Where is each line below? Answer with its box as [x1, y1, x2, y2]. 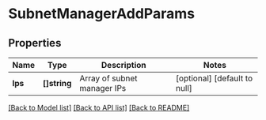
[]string [42, 78, 72, 88]
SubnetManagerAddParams [8, 5, 196, 23]
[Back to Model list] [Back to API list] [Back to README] [8, 103, 190, 112]
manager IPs [78, 83, 127, 93]
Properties [8, 36, 62, 50]
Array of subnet [78, 73, 138, 84]
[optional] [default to [175, 73, 253, 84]
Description [101, 60, 146, 70]
